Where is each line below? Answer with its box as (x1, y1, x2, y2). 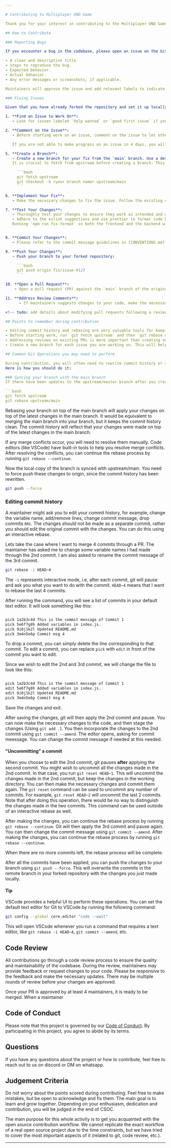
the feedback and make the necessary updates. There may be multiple (5, 973, 154, 979)
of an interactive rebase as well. (5, 808, 72, 815)
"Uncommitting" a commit (5, 748, 63, 754)
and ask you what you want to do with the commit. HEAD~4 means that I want (5, 582, 164, 588)
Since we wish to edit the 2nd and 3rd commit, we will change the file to (5, 661, 156, 667)
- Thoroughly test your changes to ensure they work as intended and (12, 212, 163, 217)
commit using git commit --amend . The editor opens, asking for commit (5, 731, 155, 737)
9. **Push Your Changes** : (5, 249, 63, 254)
